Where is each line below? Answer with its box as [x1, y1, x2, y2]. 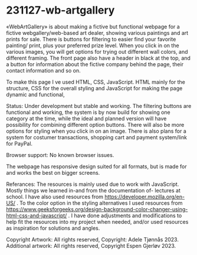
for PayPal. [6, 140, 33, 147]
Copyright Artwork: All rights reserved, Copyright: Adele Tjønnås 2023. [6, 236, 179, 243]
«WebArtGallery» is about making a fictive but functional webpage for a [6, 23, 180, 30]
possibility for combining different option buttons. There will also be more [6, 121, 185, 128]
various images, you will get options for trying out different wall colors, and [6, 48, 188, 55]
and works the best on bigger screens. [6, 169, 100, 176]
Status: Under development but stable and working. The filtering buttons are [6, 102, 192, 109]
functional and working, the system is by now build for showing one [6, 109, 171, 116]
